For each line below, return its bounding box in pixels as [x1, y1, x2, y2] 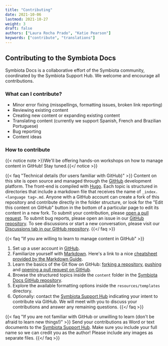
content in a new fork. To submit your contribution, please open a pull [5, 210, 149, 216]
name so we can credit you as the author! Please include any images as [5, 329, 153, 336]
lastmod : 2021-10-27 [5, 17, 49, 22]
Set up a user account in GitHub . [12, 245, 80, 251]
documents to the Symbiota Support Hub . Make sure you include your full [5, 324, 157, 330]
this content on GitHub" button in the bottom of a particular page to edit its [5, 205, 159, 211]
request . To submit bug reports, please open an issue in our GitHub [5, 215, 144, 221]
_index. [142, 190, 158, 195]
